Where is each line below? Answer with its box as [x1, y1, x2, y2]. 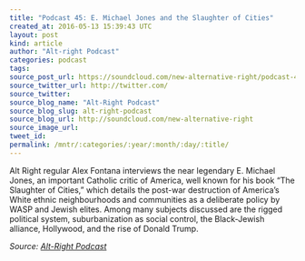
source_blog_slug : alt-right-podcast [9, 106, 152, 115]
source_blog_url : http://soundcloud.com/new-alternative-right [9, 115, 254, 124]
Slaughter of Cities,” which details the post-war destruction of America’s [9, 184, 280, 196]
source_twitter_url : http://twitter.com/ [9, 81, 169, 90]
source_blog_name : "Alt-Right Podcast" [9, 97, 161, 107]
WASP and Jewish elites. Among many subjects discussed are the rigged [9, 204, 283, 215]
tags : [9, 65, 30, 74]
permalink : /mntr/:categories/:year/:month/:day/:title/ [9, 140, 230, 149]
